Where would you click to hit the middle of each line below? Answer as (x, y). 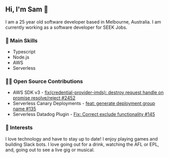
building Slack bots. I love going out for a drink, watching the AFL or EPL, (82, 144)
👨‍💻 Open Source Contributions (44, 82)
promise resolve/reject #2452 (44, 98)
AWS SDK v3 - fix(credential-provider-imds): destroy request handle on (88, 92)
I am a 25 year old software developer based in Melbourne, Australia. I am (83, 22)
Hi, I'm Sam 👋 (27, 9)
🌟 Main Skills (22, 41)
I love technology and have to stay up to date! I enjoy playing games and (81, 139)
